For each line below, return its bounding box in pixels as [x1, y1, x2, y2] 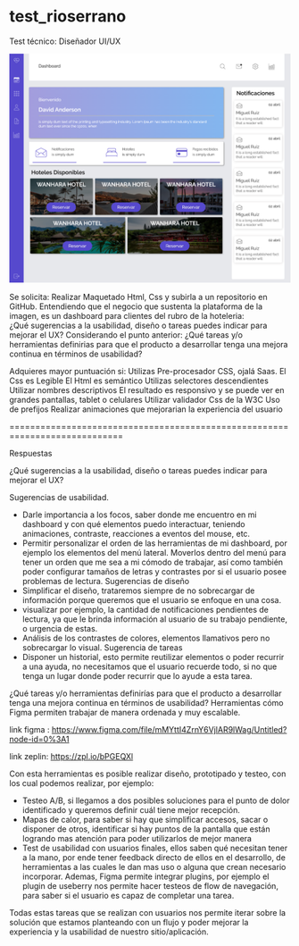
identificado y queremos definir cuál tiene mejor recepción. [21, 804, 241, 815]
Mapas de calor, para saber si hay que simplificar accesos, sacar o [21, 814, 269, 825]
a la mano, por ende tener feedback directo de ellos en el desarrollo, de [21, 851, 286, 863]
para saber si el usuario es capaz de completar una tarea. [21, 890, 235, 900]
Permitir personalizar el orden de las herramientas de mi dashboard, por [21, 538, 287, 548]
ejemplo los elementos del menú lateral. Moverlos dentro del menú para [21, 547, 287, 557]
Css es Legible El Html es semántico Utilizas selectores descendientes [9, 375, 270, 386]
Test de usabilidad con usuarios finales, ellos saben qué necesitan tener [21, 842, 288, 853]
